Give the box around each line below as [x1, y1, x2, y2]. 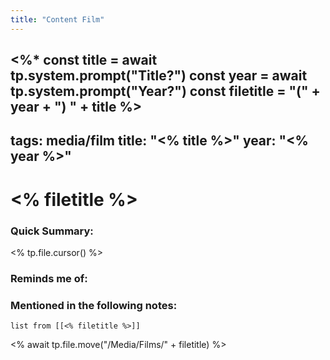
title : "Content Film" [10, 14, 105, 25]
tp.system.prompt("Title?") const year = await [10, 67, 308, 85]
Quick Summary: [10, 224, 94, 238]
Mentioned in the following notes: [10, 298, 178, 312]
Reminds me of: [10, 271, 88, 285]
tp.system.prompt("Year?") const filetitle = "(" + [10, 83, 321, 100]
